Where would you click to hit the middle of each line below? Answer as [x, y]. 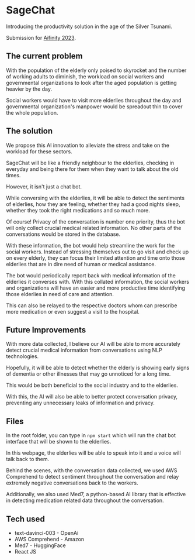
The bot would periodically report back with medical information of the [91, 275]
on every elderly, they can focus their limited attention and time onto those [95, 257]
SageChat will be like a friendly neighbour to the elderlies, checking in [90, 163]
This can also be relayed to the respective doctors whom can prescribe [92, 305]
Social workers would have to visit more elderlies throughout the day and [94, 100]
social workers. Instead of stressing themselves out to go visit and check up [97, 252]
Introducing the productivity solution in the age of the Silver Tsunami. [89, 26]
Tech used [25, 519]
